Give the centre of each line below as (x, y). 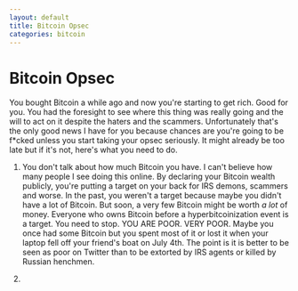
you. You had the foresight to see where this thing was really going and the (146, 112)
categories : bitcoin (48, 34)
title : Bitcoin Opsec (49, 26)
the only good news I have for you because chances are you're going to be (147, 131)
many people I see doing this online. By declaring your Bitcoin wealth (149, 177)
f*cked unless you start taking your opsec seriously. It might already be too (147, 141)
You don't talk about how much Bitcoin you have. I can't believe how (147, 167)
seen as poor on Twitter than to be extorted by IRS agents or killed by (149, 252)
